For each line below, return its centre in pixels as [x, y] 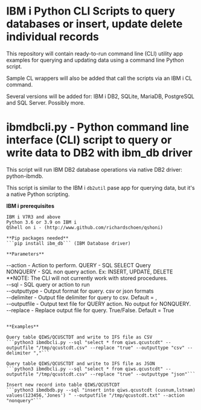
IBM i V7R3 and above [33, 217]
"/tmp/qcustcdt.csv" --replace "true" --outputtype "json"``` [116, 374]
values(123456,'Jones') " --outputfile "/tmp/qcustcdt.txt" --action [96, 395]
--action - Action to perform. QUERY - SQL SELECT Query [78, 265]
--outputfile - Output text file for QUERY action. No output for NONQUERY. [99, 304]
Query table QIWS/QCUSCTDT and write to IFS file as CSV [79, 337]
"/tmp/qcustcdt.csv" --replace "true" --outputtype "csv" [110, 348]
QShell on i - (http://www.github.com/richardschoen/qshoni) [85, 227]
